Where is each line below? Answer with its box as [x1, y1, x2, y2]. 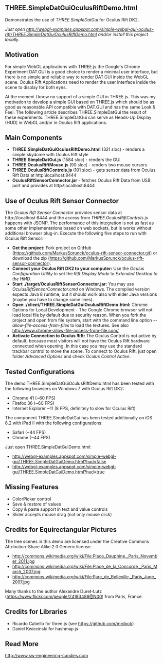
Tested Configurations [5, 367, 75, 376]
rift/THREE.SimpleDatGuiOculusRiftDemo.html [5, 31, 97, 37]
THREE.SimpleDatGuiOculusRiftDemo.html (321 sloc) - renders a [12, 146, 145, 152]
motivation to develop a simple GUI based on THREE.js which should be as [5, 99, 155, 105]
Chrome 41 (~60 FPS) [12, 395, 56, 401]
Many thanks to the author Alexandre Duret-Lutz [5, 588, 102, 594]
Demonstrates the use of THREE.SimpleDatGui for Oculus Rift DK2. [5, 17, 139, 22]
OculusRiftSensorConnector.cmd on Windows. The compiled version [12, 287, 150, 292]
